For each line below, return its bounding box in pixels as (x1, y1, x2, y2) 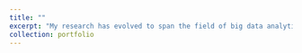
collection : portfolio (9, 30, 94, 39)
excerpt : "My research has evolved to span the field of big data (9, 22, 263, 31)
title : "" (9, 13, 47, 22)
